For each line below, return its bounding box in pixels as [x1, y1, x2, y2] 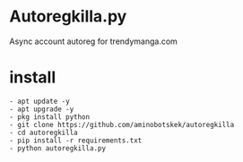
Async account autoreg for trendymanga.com [9, 36, 178, 47]
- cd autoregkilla [9, 128, 78, 137]
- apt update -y [9, 97, 70, 106]
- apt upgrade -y [9, 105, 74, 114]
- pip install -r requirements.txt [9, 136, 143, 145]
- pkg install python [9, 112, 91, 122]
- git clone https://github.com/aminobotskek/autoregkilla [9, 120, 235, 129]
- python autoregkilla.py [9, 143, 106, 153]
